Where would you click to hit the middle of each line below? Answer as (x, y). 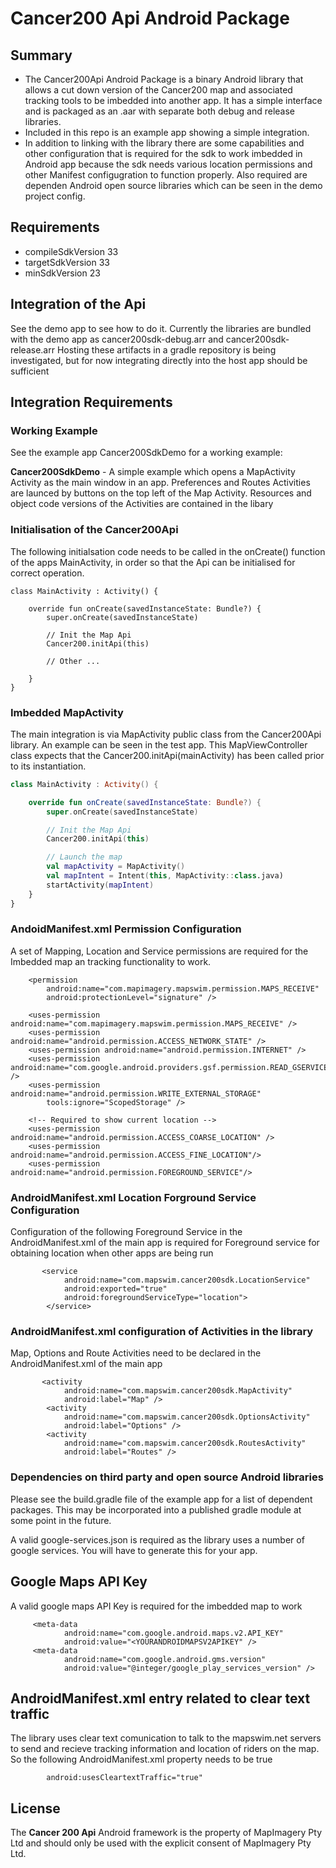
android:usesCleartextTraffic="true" (124, 1778)
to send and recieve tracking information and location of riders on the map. (165, 1749)
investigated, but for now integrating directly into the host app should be (159, 360)
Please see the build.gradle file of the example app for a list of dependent (161, 1499)
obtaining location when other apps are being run (112, 1253)
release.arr (32, 349)
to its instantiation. (48, 766)
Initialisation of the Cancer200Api (94, 530)
